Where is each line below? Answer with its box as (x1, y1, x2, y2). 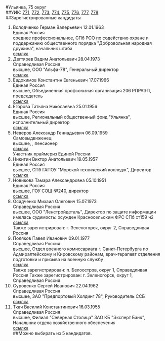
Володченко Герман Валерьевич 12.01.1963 (12, 24, 104, 30)
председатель (12, 93, 43, 99)
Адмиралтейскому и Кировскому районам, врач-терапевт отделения (12, 251, 160, 257)
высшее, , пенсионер (12, 140, 58, 146)
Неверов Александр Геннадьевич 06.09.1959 (12, 130, 108, 136)
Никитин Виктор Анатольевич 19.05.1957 (12, 156, 98, 162)
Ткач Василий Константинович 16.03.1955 (12, 304, 100, 310)
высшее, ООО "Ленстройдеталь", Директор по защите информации (12, 209, 156, 215)
